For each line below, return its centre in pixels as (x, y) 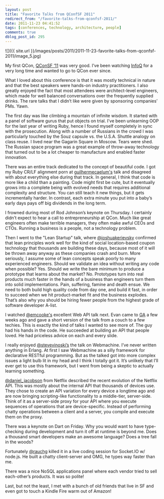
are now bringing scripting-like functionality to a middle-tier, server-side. (78, 396)
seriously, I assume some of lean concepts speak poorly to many (70, 258)
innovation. (16, 157)
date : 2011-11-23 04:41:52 (33, 23)
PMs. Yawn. (17, 106)
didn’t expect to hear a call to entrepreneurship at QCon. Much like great (78, 218)
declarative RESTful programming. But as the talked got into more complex (80, 355)
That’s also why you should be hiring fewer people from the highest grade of (82, 300)
